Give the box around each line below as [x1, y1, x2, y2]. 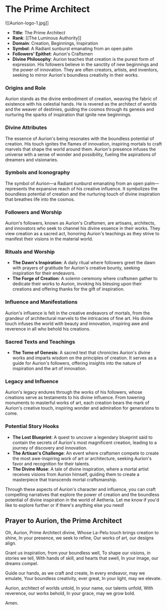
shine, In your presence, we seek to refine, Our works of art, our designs [5, 535, 154, 541]
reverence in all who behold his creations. [5, 325, 91, 332]
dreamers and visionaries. [5, 156, 59, 162]
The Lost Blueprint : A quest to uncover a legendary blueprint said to [12, 434, 153, 440]
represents [5, 185, 27, 191]
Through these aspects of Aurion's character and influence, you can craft [5, 486, 156, 492]
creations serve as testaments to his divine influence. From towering [5, 395, 145, 401]
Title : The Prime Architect [12, 29, 66, 35]
